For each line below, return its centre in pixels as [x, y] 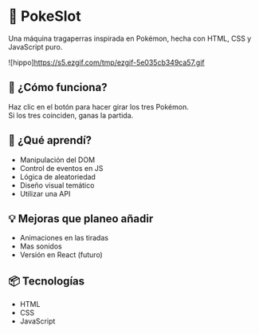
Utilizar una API [45, 193]
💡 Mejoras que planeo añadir [81, 219]
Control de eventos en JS [61, 168]
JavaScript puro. [35, 46]
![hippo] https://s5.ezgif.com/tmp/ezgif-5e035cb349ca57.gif [106, 62]
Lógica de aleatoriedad [57, 177]
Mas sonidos [41, 246]
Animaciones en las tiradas [64, 238]
